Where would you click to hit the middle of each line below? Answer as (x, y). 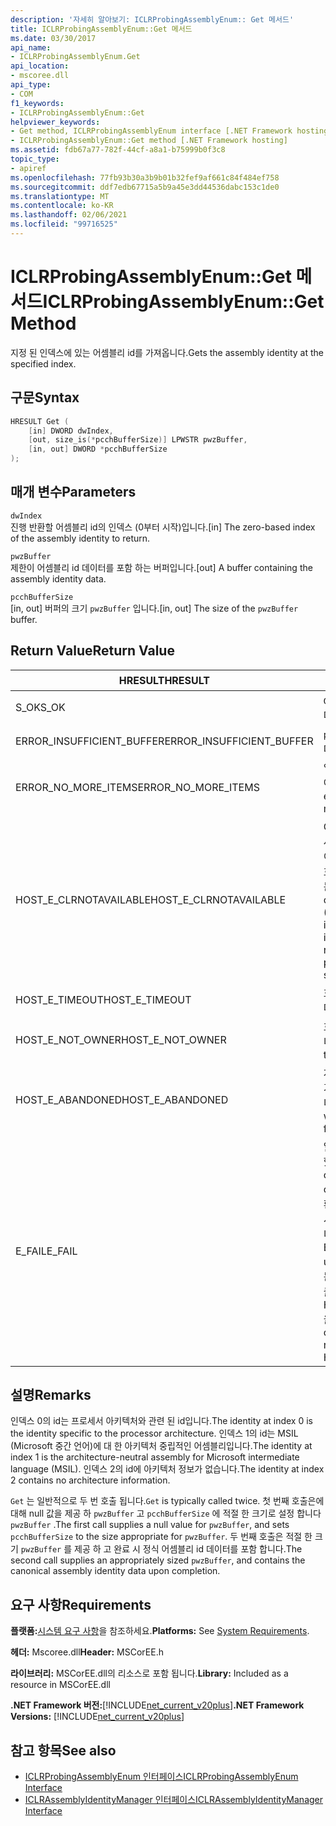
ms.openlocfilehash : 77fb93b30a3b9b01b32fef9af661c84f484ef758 (145, 177)
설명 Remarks (51, 1395)
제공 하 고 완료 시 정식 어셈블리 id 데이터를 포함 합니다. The (188, 1549)
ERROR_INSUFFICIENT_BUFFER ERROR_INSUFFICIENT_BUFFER (164, 741)
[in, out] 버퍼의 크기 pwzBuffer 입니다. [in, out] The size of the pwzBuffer (154, 608)
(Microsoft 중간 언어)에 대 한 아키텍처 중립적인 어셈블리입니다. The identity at (161, 1446)
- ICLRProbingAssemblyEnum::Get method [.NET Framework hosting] (149, 141)
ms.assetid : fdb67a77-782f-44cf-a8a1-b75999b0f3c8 (118, 150)
